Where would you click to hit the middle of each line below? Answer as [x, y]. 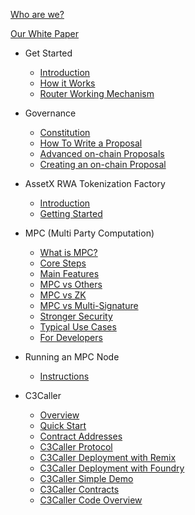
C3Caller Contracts [79, 489]
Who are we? [37, 14]
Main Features [69, 273]
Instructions [64, 376]
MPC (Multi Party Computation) [89, 233]
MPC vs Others [71, 284]
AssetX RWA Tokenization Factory [95, 183]
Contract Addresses [81, 436]
